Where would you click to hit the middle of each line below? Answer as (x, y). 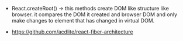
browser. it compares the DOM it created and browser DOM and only (94, 14)
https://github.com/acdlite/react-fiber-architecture (72, 32)
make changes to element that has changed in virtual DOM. (83, 20)
